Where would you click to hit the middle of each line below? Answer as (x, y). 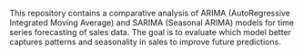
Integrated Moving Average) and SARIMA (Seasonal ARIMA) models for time (151, 23)
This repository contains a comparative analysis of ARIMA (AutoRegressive (150, 13)
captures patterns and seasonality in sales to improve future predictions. (146, 42)
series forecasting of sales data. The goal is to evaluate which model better (151, 32)
